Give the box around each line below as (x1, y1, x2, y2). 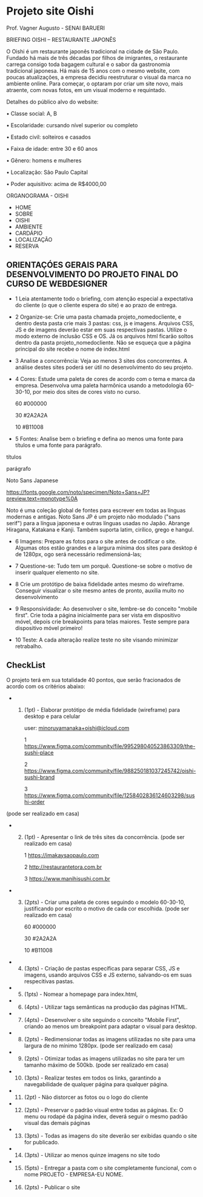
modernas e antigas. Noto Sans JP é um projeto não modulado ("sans (6, 513, 181, 520)
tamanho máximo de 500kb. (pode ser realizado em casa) (24, 1061, 169, 1069)
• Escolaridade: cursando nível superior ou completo (6, 121, 138, 128)
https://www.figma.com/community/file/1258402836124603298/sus (24, 792, 195, 799)
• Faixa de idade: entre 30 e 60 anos (6, 145, 98, 152)
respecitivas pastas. (24, 977, 75, 985)
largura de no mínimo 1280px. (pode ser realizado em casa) (24, 1042, 173, 1049)
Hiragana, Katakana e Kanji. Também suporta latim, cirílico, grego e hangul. (6, 526, 195, 533)
